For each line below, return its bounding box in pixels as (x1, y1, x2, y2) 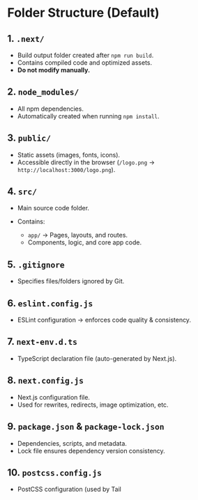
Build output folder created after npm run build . (17, 51, 154, 59)
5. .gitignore (7, 258, 65, 270)
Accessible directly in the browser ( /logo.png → (17, 158, 155, 166)
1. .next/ (7, 33, 45, 45)
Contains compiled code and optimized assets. (17, 58, 153, 67)
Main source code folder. (17, 204, 89, 212)
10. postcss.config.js (7, 467, 102, 478)
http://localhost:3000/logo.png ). (17, 165, 116, 173)
